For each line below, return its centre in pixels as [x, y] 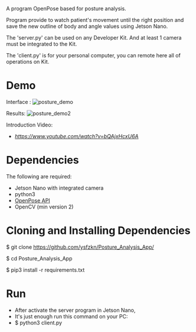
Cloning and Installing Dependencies [98, 231]
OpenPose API [32, 200]
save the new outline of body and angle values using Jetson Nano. [87, 26]
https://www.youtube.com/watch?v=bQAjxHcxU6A [76, 136]
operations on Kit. [28, 62]
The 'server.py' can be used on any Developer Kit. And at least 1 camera [94, 38]
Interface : [19, 102]
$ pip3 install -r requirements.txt [45, 270]
